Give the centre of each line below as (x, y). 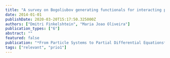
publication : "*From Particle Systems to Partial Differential (73, 43)
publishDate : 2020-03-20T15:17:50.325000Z (51, 19)
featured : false (22, 38)
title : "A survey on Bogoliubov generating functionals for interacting (83, 10)
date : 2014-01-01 (24, 15)
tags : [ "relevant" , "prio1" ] (36, 47)
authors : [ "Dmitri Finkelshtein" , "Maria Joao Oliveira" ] (68, 24)
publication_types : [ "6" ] (32, 29)
